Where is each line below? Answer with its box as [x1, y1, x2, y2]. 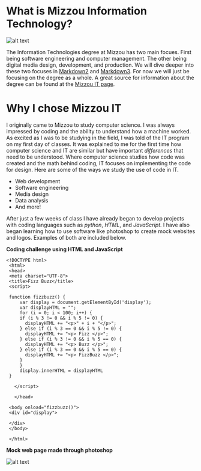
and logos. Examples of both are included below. [6, 234, 127, 241]
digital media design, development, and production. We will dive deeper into [6, 61, 194, 68]
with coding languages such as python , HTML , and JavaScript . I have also [6, 221, 190, 228]
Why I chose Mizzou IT [6, 102, 122, 115]
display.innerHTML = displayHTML [19, 368, 103, 374]
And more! [14, 203, 41, 210]
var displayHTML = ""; [19, 305, 77, 311]
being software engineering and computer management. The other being [6, 55, 187, 62]
